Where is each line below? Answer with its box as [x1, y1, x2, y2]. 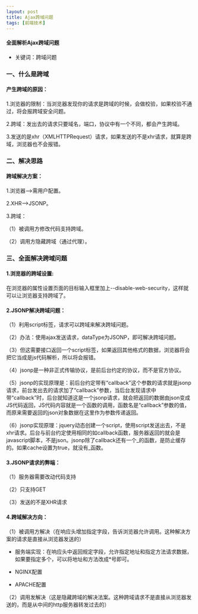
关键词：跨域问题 [14, 53, 57, 60]
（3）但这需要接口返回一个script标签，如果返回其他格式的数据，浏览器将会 [6, 347, 190, 354]
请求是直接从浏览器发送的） [16, 535, 84, 542]
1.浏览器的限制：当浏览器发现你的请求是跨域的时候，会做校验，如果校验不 [6, 100, 187, 107]
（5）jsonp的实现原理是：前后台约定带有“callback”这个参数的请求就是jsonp [6, 379, 191, 387]
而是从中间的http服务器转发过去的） [21, 601, 110, 608]
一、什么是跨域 [6, 70, 49, 78]
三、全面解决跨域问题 [6, 254, 67, 263]
